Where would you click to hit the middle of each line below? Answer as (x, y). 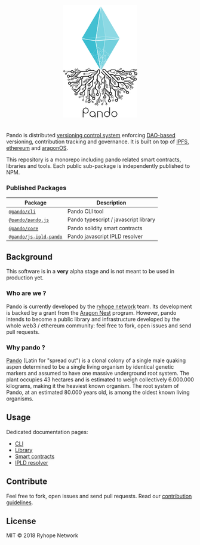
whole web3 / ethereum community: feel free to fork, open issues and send (99, 326)
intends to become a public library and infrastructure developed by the (93, 319)
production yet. (25, 278)
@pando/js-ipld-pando (36, 237)
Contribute (27, 482)
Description (111, 203)
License (21, 521)
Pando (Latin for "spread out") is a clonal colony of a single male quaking (96, 360)
